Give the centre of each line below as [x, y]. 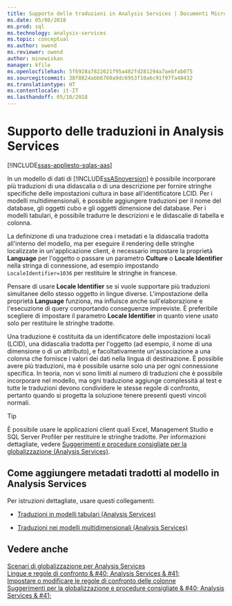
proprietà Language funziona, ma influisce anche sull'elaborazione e [105, 301]
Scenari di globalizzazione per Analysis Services [76, 566]
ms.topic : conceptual [38, 39]
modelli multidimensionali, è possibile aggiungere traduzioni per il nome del [114, 201]
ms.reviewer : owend [35, 53]
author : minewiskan [35, 59]
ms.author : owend [32, 46]
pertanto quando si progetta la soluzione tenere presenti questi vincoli [107, 395]
